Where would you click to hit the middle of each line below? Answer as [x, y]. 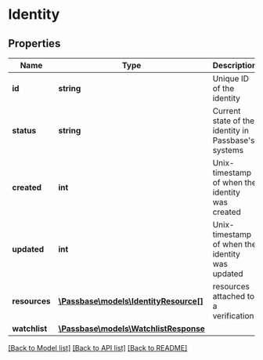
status [24, 131]
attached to [234, 296]
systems [228, 150]
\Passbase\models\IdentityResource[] [131, 301]
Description [235, 65]
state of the [234, 121]
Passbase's [234, 140]
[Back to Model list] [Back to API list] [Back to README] [98, 348]
